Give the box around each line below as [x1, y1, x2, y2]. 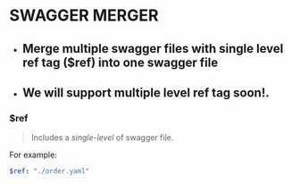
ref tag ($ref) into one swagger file [21, 54, 219, 70]
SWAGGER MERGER [9, 5, 159, 26]
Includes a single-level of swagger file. [30, 132, 174, 143]
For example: [9, 149, 58, 161]
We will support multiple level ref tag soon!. [21, 85, 270, 100]
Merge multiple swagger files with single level [21, 41, 284, 56]
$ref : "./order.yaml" [9, 167, 90, 176]
